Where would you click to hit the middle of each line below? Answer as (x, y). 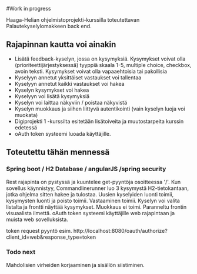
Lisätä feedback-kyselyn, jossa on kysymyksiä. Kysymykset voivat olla (100, 59)
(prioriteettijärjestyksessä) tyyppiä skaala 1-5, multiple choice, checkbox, (103, 65)
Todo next (21, 252)
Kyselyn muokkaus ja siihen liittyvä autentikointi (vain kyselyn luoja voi (100, 109)
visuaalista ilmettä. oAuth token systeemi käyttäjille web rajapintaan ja (91, 213)
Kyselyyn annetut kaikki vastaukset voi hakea (69, 83)
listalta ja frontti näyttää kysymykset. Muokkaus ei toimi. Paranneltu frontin (96, 207)
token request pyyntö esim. (39, 230)
